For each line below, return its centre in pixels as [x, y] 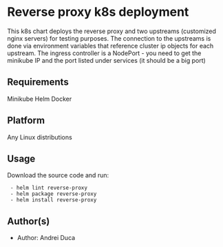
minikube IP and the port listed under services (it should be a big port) [107, 60]
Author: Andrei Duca [46, 238]
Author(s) [29, 221]
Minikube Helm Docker [40, 99]
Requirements [38, 82]
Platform [26, 120]
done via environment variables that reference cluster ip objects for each [110, 46]
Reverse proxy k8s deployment [98, 12]
